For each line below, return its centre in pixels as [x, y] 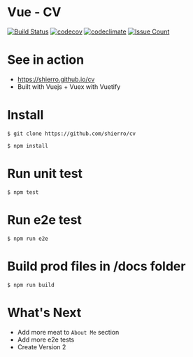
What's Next [44, 313]
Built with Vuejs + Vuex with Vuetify [69, 86]
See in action [46, 60]
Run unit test [45, 174]
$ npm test [23, 192]
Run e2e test [45, 219]
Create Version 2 [42, 346]
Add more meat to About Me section [68, 332]
